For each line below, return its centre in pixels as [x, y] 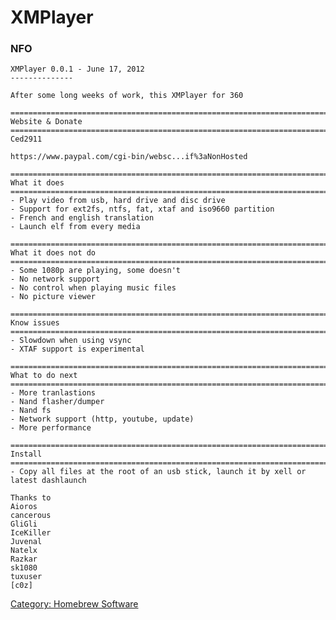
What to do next [44, 376]
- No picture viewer [53, 297]
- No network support [55, 279]
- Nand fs [31, 411]
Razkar [24, 559]
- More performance [51, 428]
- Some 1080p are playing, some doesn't [96, 271]
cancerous [31, 516]
